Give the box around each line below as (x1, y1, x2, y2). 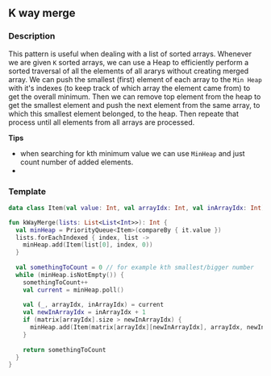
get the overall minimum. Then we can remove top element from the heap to (8, 92, 261, 101)
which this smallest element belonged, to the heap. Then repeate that (8, 109, 240, 118)
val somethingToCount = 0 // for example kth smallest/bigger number (15, 263, 254, 272)
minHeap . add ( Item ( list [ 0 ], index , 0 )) (23, 241, 153, 249)
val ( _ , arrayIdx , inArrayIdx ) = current (23, 301, 164, 309)
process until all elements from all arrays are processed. (8, 117, 195, 127)
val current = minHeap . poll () (23, 286, 125, 294)
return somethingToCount (23, 345, 106, 353)
